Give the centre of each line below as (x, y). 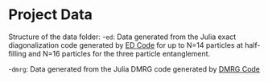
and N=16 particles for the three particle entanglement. (119, 53)
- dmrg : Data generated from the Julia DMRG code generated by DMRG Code (134, 68)
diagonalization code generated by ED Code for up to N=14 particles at (126, 45)
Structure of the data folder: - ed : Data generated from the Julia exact (122, 37)
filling (17, 53)
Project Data (50, 15)
